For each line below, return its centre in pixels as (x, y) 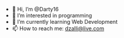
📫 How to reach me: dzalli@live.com (58, 28)
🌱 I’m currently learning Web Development (65, 22)
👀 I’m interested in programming (52, 15)
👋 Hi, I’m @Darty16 (35, 9)
